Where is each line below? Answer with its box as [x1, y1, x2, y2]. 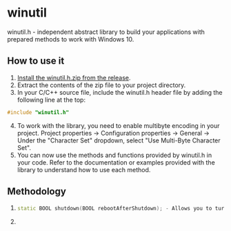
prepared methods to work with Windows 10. [7, 35, 134, 43]
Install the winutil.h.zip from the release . [17, 73, 131, 82]
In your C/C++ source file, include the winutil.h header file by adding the [17, 88, 223, 96]
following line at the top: [17, 95, 86, 104]
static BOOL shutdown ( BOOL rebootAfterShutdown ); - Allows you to [17, 205, 212, 212]
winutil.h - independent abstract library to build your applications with [7, 28, 205, 36]
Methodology [7, 185, 67, 198]
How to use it [7, 55, 65, 67]
